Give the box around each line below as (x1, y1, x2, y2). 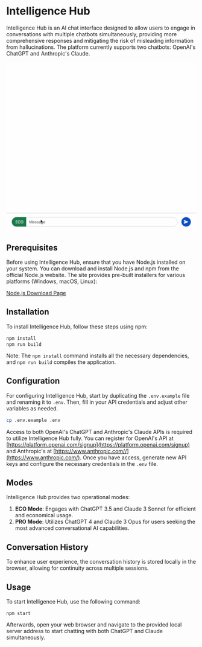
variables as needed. (6, 404, 58, 412)
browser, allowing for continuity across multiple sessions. (6, 564, 149, 572)
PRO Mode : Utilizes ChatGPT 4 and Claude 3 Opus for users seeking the (14, 518, 196, 526)
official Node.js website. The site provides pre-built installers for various (6, 272, 186, 279)
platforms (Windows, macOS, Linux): (6, 278, 98, 285)
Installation (6, 307, 49, 317)
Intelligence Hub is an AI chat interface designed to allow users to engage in (6, 24, 196, 31)
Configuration (6, 376, 60, 386)
